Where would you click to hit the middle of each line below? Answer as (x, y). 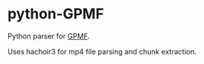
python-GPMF (56, 14)
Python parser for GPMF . (49, 36)
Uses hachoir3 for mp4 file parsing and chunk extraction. (102, 51)
